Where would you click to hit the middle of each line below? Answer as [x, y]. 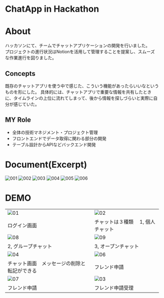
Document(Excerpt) [46, 164]
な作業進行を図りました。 [31, 58]
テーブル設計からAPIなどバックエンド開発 [54, 144]
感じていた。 [26, 104]
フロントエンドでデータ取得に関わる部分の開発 [59, 138]
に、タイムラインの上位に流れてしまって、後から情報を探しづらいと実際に [79, 98]
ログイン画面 [22, 225]
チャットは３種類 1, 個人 [125, 222]
